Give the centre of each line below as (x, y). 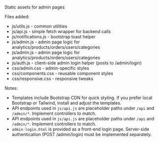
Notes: (11, 88)
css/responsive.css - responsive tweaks (53, 79)
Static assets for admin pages (35, 7)
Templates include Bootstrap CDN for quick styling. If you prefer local (82, 98)
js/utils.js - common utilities (39, 26)
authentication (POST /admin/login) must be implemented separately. (82, 134)
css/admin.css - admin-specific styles (50, 68)
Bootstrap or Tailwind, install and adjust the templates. (66, 103)
